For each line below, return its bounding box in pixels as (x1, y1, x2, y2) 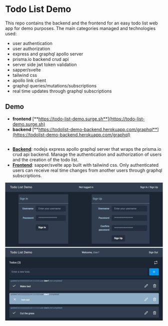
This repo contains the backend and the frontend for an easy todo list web (5, 20, 158, 26)
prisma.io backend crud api (12, 56, 69, 62)
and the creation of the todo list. (12, 157, 79, 163)
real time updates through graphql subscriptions (12, 88, 112, 94)
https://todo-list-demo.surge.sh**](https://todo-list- (38, 116, 145, 122)
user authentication (12, 40, 52, 46)
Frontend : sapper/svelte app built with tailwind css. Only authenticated (12, 162, 159, 168)
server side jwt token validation (12, 61, 77, 67)
